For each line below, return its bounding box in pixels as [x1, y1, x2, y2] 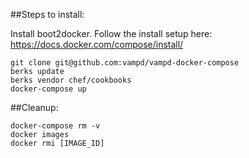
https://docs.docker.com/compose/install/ [10, 39, 184, 50]
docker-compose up [10, 84, 87, 94]
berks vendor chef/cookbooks [10, 75, 132, 85]
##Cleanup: [10, 102, 59, 113]
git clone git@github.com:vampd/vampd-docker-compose [10, 58, 240, 68]
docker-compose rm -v [10, 121, 101, 131]
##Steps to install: [10, 9, 85, 20]
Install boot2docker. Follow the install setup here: [10, 28, 213, 39]
